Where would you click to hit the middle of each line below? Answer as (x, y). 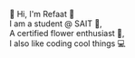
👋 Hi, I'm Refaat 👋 (42, 14)
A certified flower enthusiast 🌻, (67, 33)
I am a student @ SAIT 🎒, (56, 24)
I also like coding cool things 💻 (67, 43)
